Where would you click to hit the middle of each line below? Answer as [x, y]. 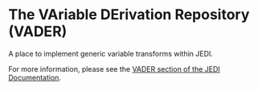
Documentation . [35, 77]
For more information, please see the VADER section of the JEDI [115, 68]
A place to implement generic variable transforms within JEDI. [111, 53]
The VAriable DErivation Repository [129, 15]
